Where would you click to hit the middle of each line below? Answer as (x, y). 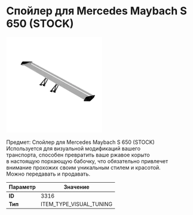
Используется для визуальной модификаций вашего (73, 148)
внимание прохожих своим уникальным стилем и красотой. (84, 167)
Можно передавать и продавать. (48, 174)
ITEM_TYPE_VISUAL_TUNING (76, 204)
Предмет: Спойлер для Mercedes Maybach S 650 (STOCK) (81, 142)
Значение (76, 187)
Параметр (22, 187)
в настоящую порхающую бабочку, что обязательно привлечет (87, 161)
